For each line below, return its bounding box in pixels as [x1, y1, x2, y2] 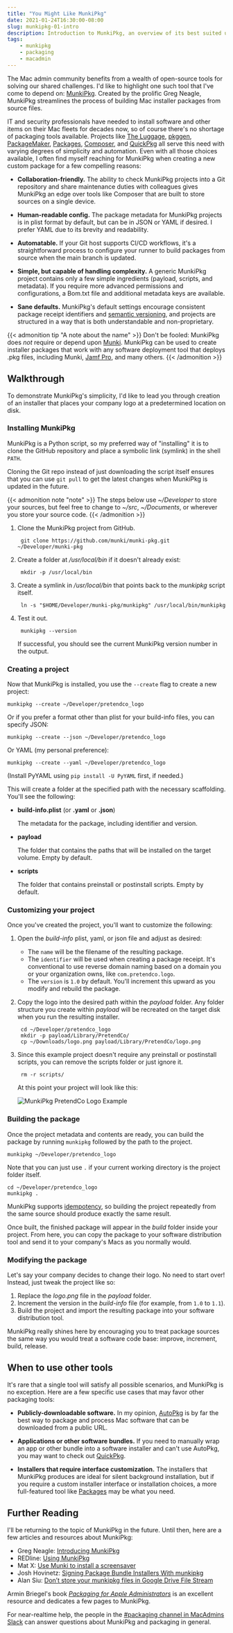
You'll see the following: [7, 793, 76, 801]
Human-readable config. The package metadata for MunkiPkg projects [17, 210, 223, 219]
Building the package [7, 1115, 80, 1124]
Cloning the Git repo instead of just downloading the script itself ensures [7, 467, 214, 475]
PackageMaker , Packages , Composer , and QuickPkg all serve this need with [7, 139, 225, 148]
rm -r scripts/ [20, 1072, 64, 1078]
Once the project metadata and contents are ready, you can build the [7, 1130, 205, 1138]
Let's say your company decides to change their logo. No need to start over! [7, 1271, 225, 1279]
